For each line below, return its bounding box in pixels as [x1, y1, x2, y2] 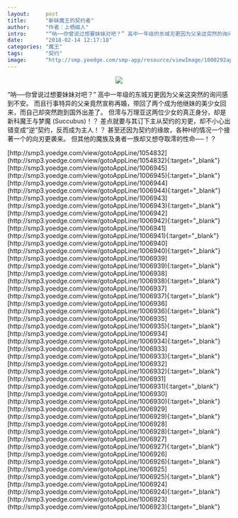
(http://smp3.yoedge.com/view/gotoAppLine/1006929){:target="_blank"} [7, 412, 221, 420]
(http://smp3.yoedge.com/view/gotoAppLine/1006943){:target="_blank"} [7, 201, 221, 210]
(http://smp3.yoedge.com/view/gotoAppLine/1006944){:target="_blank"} [7, 186, 221, 195]
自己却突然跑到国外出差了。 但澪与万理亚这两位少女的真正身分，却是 [25, 108, 227, 116]
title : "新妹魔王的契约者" [7, 17, 94, 24]
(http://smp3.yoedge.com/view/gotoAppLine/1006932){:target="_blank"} [7, 366, 221, 376]
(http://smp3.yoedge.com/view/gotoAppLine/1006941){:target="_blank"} [7, 231, 220, 240]
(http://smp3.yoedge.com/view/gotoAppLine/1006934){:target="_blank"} [7, 337, 221, 345]
